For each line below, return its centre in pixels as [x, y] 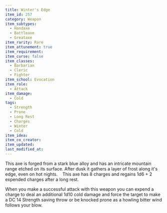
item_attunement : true [29, 47]
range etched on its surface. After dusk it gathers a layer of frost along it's [81, 168]
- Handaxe [20, 28]
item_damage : [19, 93]
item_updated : [20, 145]
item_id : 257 [19, 14]
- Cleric [19, 70]
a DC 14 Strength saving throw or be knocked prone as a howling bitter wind [84, 199]
